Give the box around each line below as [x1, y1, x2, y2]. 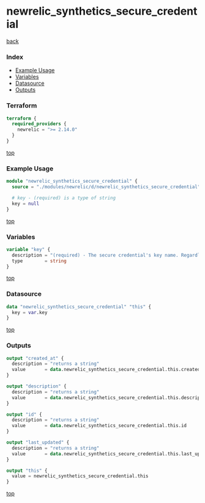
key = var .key [12, 309, 48, 315]
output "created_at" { [6, 355, 64, 361]
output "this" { [6, 468, 48, 474]
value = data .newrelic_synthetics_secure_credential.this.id [12, 423, 187, 429]
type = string [12, 258, 67, 264]
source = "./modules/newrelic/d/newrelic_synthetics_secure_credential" [12, 184, 201, 190]
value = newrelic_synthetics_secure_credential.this [12, 473, 149, 479]
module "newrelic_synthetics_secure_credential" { [6, 178, 138, 185]
